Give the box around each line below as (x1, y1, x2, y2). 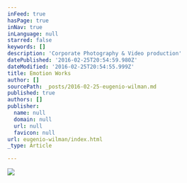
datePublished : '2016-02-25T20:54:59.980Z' (7, 57, 138, 64)
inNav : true (7, 23, 42, 30)
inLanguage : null (7, 30, 59, 38)
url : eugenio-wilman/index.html (7, 135, 103, 143)
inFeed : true (7, 10, 46, 18)
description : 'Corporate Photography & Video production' (7, 50, 182, 57)
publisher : (7, 103, 40, 110)
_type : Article (7, 143, 52, 150)
